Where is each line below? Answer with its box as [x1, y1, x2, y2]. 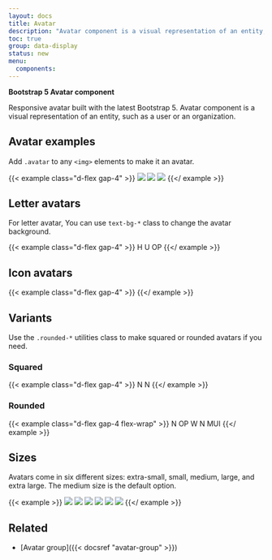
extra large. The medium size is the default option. [8, 480, 177, 491]
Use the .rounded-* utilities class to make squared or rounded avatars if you [8, 333, 262, 342]
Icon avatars [8, 265, 73, 280]
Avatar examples [8, 135, 96, 149]
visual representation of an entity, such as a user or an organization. [8, 111, 236, 121]
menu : [8, 58, 27, 66]
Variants [8, 311, 53, 325]
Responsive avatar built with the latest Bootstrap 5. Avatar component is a [8, 102, 256, 112]
